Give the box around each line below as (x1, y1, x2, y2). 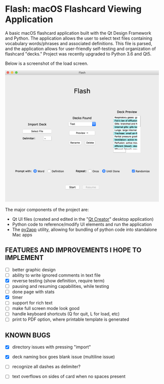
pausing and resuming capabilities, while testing (12, 283, 109, 289)
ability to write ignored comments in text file (12, 272, 101, 278)
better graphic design (12, 266, 56, 273)
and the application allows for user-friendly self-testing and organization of (5, 46, 156, 51)
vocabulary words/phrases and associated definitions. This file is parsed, (5, 40, 152, 46)
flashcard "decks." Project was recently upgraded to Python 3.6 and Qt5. (5, 51, 152, 57)
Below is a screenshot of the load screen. (5, 60, 89, 66)
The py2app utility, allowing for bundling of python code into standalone (12, 227, 157, 232)
